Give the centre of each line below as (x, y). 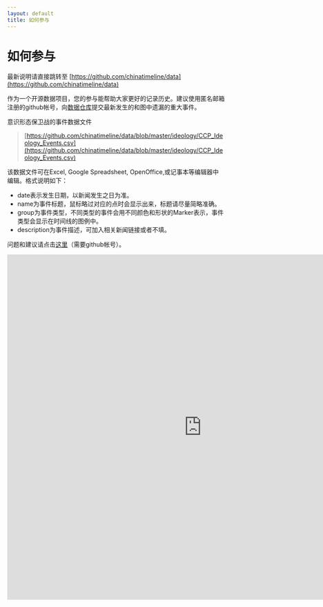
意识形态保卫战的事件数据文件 (49, 122)
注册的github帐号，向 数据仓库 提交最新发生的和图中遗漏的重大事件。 (104, 107)
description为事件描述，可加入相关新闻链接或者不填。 (94, 230)
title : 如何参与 (28, 20)
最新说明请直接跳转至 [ (40, 77)
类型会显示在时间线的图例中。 (59, 221)
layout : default (30, 13)
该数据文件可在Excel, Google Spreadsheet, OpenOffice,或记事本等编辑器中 (113, 172)
